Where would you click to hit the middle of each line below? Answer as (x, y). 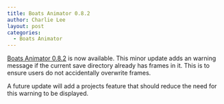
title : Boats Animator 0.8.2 (49, 13)
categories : (24, 32)
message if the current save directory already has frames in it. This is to (109, 66)
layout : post (26, 26)
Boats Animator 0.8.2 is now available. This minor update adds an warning (112, 58)
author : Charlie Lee (37, 20)
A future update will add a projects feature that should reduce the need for (112, 86)
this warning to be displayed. (48, 94)
